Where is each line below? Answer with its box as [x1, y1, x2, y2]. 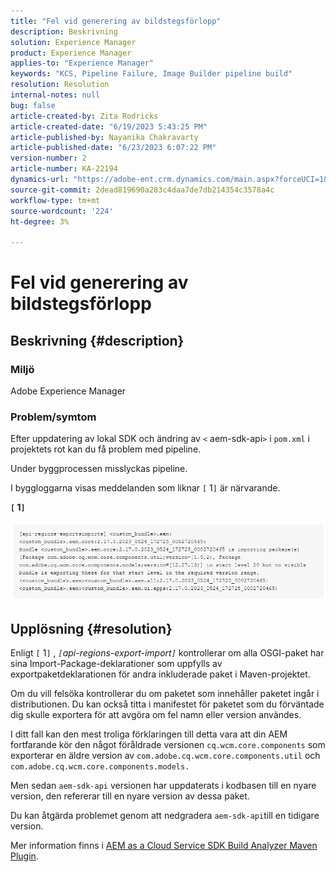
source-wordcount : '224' [10, 206, 114, 216]
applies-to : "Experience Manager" [10, 58, 155, 69]
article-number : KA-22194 [10, 164, 118, 174]
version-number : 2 [10, 153, 87, 164]
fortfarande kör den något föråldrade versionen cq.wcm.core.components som [10, 739, 326, 751]
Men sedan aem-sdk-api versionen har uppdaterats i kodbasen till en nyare [10, 780, 317, 792]
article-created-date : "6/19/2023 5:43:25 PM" [10, 121, 208, 132]
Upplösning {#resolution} [10, 620, 173, 637]
